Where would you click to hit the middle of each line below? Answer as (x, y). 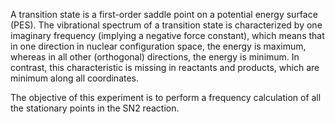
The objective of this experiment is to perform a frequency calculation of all (166, 97)
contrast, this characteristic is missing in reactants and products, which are (165, 67)
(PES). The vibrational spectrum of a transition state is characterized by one (166, 25)
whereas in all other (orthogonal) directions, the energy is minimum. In (155, 57)
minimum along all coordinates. (75, 78)
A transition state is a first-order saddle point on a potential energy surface (164, 14)
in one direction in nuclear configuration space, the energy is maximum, (158, 46)
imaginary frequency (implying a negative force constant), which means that (167, 35)
